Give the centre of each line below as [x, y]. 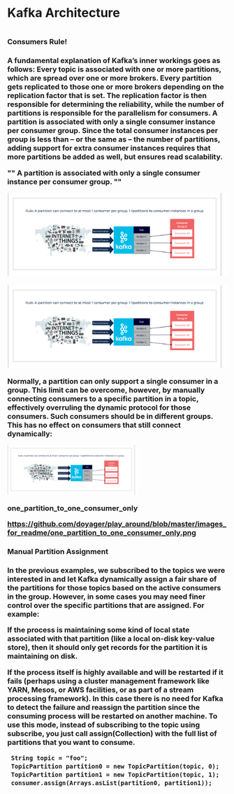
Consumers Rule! [37, 42]
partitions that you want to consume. [71, 742]
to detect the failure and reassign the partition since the [104, 707]
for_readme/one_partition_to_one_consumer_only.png [102, 532]
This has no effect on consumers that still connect [94, 425]
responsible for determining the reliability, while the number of [116, 104]
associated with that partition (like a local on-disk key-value [111, 639]
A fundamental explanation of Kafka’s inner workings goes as [114, 61]
